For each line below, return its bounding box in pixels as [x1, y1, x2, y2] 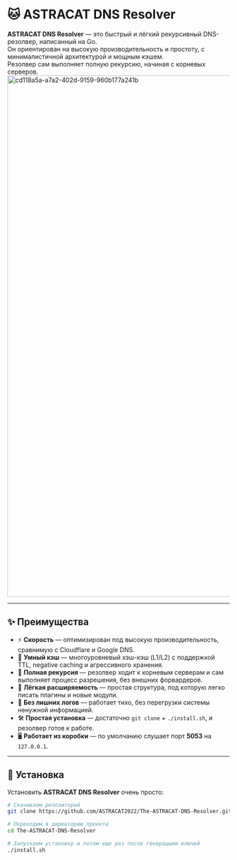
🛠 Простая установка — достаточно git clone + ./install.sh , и [17, 714, 213, 722]
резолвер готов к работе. [17, 724, 95, 732]
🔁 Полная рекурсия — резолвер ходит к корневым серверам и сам [17, 668, 224, 676]
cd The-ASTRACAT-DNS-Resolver [7, 827, 97, 835]
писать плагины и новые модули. [17, 690, 119, 699]
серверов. [7, 67, 39, 76]
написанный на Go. [39, 37, 97, 45]
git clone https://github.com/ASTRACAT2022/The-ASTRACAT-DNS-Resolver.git [7, 808, 232, 815]
